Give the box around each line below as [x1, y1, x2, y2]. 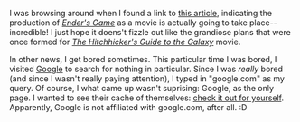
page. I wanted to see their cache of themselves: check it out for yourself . [9, 92, 285, 103]
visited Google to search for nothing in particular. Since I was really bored [9, 63, 283, 74]
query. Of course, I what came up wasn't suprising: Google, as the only [9, 83, 274, 93]
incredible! [9, 27, 49, 37]
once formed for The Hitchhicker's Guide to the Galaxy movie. [9, 36, 241, 47]
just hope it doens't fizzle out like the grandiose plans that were [54, 27, 291, 37]
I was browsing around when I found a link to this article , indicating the [9, 8, 273, 18]
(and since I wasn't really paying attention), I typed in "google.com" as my [9, 73, 285, 84]
